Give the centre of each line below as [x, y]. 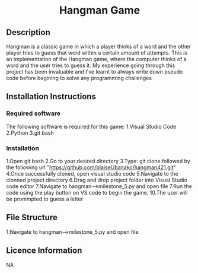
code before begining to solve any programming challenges [79, 78]
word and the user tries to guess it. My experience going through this [91, 65]
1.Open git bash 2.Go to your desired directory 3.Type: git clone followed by [98, 161]
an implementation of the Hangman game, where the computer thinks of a [96, 59]
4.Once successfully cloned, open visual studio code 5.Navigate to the [92, 173]
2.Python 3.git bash [30, 133]
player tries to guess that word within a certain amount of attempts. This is [97, 53]
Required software [33, 113]
